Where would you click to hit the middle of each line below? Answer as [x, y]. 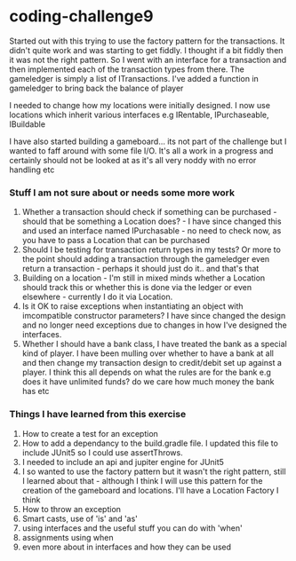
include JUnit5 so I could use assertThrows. [103, 452]
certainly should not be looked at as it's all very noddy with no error [133, 160]
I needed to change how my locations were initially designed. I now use [140, 105]
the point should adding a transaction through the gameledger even [146, 259]
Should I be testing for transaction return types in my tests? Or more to [152, 249]
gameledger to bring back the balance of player [96, 88]
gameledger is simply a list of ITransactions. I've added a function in [134, 78]
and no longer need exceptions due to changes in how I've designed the [154, 325]
